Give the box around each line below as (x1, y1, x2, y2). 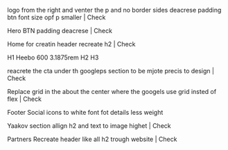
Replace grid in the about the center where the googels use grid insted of (7, 88, 217, 95)
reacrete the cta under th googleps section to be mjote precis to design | (7, 67, 215, 75)
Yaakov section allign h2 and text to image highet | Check (7, 122, 171, 130)
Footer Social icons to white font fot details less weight (7, 109, 164, 116)
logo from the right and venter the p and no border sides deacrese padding (7, 6, 222, 14)
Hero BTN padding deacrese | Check (7, 27, 113, 35)
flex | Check (7, 95, 42, 103)
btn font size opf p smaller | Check (7, 13, 106, 21)
